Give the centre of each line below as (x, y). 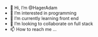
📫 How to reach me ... (33, 29)
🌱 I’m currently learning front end (44, 18)
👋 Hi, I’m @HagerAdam (34, 8)
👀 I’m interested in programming (43, 13)
